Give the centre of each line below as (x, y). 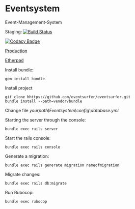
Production (16, 51)
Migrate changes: (23, 174)
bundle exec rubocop (26, 201)
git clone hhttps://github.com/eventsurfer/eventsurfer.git (68, 97)
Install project (19, 88)
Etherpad (14, 60)
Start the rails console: (28, 138)
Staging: (13, 31)
